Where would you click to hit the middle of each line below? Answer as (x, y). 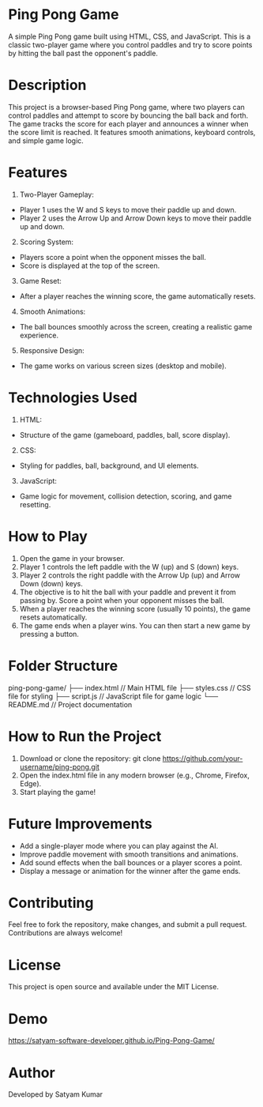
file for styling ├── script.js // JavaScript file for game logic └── (113, 696)
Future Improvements (80, 824)
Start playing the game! (58, 792)
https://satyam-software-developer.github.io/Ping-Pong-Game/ (111, 1041)
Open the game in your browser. (72, 558)
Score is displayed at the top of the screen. (90, 265)
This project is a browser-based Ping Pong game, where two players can (126, 107)
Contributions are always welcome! (66, 933)
